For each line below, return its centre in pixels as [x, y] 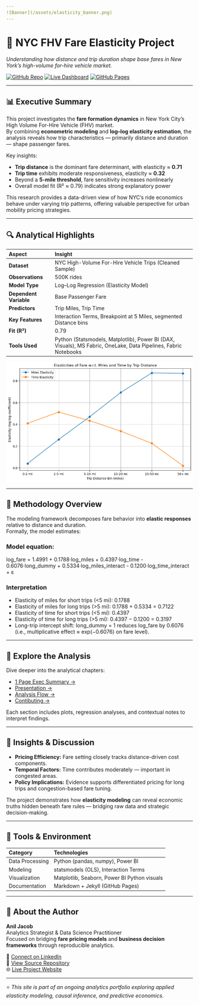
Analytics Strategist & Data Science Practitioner [64, 932]
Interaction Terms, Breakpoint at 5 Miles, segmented [118, 317]
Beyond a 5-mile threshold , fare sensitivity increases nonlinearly [94, 180]
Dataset [18, 266]
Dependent [23, 293]
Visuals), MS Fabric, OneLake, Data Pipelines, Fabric [118, 345]
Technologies [71, 853]
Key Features [25, 320]
